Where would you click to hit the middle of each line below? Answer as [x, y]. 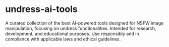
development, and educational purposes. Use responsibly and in [72, 33]
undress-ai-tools [41, 9]
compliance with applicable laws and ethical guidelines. [63, 39]
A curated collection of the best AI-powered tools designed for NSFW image [84, 23]
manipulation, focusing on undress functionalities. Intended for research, [81, 28]
